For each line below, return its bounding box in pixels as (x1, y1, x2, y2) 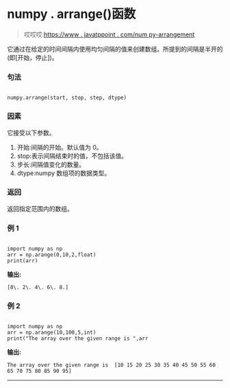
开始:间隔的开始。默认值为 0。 (16, 143, 103, 151)
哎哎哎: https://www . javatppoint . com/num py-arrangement (23, 30, 195, 38)
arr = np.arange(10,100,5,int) (7, 329, 97, 336)
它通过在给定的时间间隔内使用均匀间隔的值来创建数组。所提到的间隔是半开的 (7, 45, 223, 53)
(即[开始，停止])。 (7, 53, 58, 62)
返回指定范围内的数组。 (7, 204, 73, 213)
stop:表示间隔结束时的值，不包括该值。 (16, 152, 128, 160)
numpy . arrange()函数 (7, 6, 136, 22)
